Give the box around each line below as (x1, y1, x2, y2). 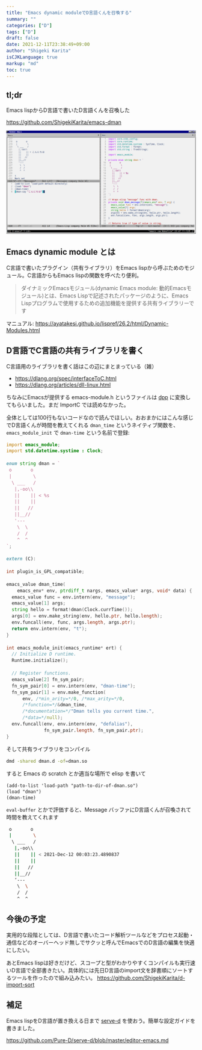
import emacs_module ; (6, 441, 61, 448)
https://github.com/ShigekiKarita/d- (97, 974, 185, 981)
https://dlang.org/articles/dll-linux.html (14, 381, 111, 388)
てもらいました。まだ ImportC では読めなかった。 (6, 401, 129, 408)
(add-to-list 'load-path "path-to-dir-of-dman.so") (6, 783, 138, 789)
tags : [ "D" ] (6, 29, 36, 35)
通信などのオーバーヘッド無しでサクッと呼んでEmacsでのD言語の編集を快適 (6, 939, 195, 946)
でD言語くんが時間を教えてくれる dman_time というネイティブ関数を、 (6, 421, 179, 429)
